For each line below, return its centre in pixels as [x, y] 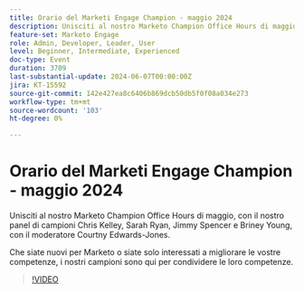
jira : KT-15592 [38, 85]
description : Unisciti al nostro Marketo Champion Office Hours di [139, 26]
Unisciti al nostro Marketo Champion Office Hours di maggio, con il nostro [147, 216]
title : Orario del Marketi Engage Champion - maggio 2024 [121, 18]
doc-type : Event [40, 60]
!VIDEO [45, 279]
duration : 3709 [38, 69]
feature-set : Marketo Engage [64, 34]
